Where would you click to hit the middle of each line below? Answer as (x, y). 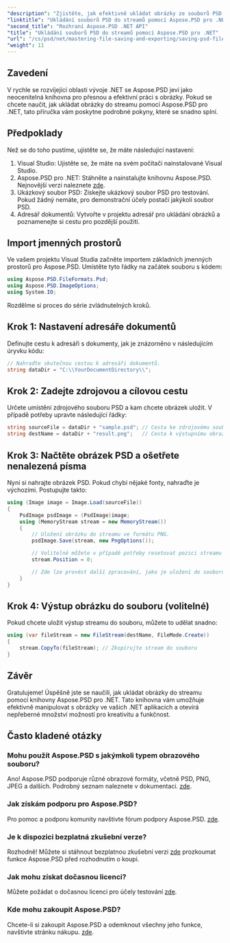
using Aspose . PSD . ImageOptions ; (53, 286)
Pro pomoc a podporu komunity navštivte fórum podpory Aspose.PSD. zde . (114, 819)
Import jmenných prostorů (64, 243)
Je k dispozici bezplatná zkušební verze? (77, 837)
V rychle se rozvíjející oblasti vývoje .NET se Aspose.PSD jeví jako (100, 89)
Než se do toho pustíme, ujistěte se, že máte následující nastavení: (101, 150)
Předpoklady (35, 134)
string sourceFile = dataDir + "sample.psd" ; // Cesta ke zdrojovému (108, 428)
